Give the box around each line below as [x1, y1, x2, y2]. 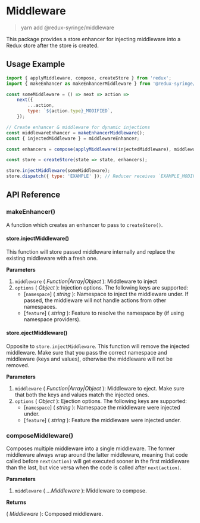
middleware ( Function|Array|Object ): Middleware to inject [14, 278, 158, 285]
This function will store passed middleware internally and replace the [6, 248, 176, 255]
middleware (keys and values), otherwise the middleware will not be [6, 355, 173, 362]
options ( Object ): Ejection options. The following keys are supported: [14, 398, 187, 405]
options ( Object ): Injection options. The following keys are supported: [14, 284, 189, 291]
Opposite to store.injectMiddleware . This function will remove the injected [6, 343, 190, 350]
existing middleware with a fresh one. [6, 254, 98, 261]
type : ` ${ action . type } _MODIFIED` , [27, 108, 113, 114]
